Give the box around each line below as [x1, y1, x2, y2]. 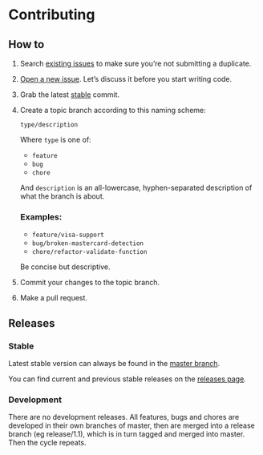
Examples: [19, 211, 63, 222]
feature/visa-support [31, 231, 104, 240]
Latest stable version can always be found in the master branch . [8, 358, 221, 368]
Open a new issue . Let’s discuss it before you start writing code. [19, 74, 233, 83]
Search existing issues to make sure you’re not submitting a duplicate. [19, 58, 252, 68]
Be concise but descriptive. [19, 262, 111, 272]
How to [8, 38, 45, 51]
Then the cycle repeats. [8, 438, 87, 448]
